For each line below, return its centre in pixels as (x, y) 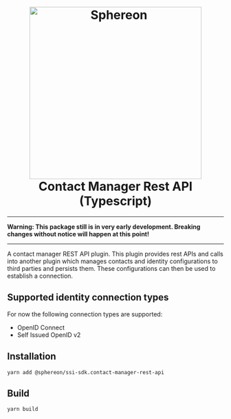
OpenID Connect (41, 327)
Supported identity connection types (88, 297)
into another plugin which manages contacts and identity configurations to (112, 261)
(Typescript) (115, 201)
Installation (32, 357)
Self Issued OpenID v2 (49, 335)
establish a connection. (40, 276)
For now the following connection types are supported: (85, 314)
